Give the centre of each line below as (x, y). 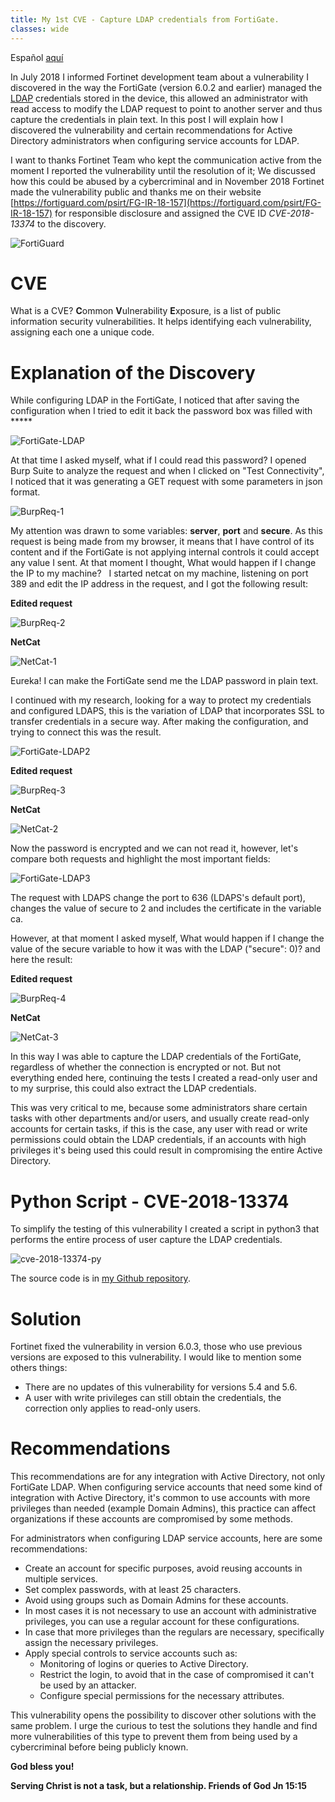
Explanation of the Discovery (133, 372)
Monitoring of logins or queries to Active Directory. (144, 1664)
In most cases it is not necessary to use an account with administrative (170, 1611)
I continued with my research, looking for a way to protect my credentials (161, 700)
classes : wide (40, 29)
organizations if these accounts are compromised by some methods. (151, 1519)
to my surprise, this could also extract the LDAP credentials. (133, 1088)
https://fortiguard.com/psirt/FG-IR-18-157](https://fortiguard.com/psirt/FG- (167, 202)
